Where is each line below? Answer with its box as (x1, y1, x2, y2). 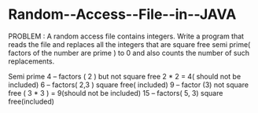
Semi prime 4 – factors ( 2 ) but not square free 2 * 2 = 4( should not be (8, 71, 241, 81)
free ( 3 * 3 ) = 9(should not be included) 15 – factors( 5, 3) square (8, 88, 223, 97)
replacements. (8, 56, 55, 66)
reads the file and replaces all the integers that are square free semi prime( (8, 39, 251, 49)
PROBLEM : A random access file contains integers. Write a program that (8, 31, 245, 41)
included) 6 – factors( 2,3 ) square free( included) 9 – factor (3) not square (8, 80, 249, 89)
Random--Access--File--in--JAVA (8, 5, 237, 24)
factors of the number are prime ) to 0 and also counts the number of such (8, 48, 250, 57)
